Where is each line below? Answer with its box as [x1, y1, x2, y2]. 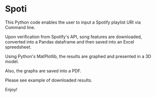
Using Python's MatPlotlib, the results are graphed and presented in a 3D [5, 53, 152, 59]
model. [5, 58, 19, 64]
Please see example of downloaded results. [5, 77, 92, 83]
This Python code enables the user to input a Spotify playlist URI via [5, 19, 141, 25]
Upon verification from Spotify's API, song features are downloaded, [5, 34, 142, 40]
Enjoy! [5, 86, 18, 92]
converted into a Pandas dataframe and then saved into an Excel [5, 39, 135, 44]
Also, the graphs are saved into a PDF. [5, 68, 82, 73]
